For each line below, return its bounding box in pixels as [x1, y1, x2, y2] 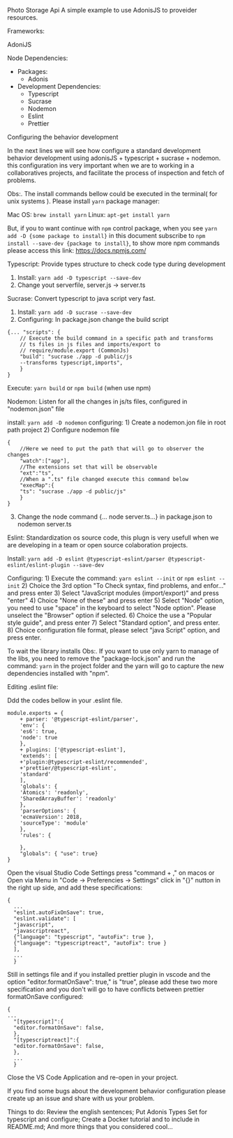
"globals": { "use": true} [20, 850, 98, 857]
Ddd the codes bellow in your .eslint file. [7, 696, 123, 704]
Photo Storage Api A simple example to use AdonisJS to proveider [7, 6, 197, 14]
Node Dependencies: [7, 54, 68, 62]
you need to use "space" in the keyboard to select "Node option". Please [7, 604, 216, 612]
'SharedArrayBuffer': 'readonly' [20, 795, 117, 802]
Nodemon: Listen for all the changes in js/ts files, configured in [7, 397, 188, 406]
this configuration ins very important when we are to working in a [7, 161, 195, 170]
